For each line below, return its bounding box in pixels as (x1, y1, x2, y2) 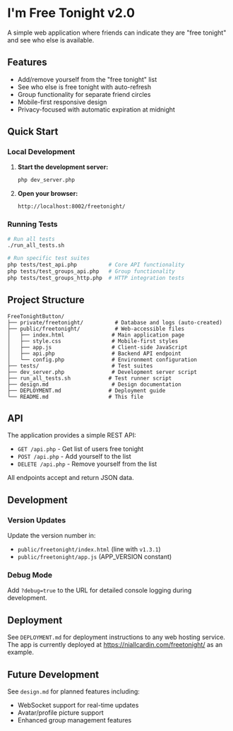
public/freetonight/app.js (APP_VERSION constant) (17, 553, 172, 561)
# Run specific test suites (7, 255, 90, 262)
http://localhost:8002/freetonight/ (17, 203, 126, 210)
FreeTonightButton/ (7, 312, 65, 320)
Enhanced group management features (17, 716, 132, 725)
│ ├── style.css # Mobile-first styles (7, 337, 179, 344)
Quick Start (7, 126, 59, 138)
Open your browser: (17, 189, 78, 198)
